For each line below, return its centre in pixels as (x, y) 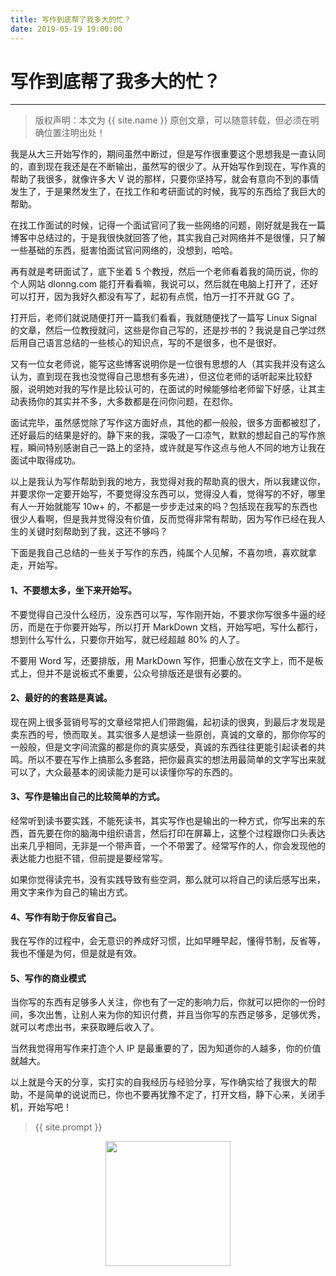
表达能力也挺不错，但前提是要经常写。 (89, 858)
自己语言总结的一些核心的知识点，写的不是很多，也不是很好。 (154, 343)
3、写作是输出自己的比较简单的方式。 (88, 797)
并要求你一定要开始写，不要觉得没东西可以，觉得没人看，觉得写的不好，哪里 (168, 494)
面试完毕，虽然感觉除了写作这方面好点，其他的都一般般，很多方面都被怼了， (168, 423)
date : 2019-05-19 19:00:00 (66, 29)
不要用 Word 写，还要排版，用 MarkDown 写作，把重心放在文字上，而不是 (162, 660)
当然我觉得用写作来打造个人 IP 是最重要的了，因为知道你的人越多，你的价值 (166, 1048)
